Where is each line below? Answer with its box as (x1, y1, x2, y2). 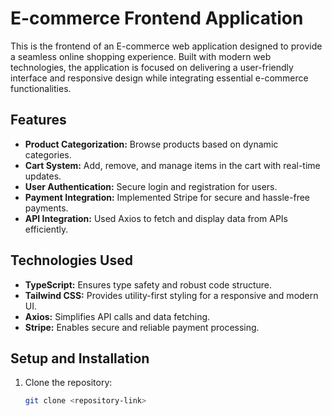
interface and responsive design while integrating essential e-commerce (10, 72, 309, 84)
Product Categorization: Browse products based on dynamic (24, 138, 279, 150)
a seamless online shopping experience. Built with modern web (10, 50, 272, 62)
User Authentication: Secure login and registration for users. (24, 180, 278, 192)
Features (10, 112, 67, 129)
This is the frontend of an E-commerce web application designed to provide (10, 40, 323, 52)
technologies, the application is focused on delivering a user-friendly (10, 61, 294, 73)
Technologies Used (10, 252, 133, 269)
